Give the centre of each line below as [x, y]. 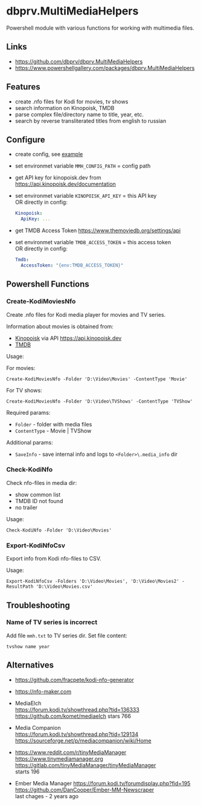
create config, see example [49, 154]
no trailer [26, 507]
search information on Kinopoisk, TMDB [65, 108]
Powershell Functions [48, 284]
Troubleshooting [38, 605]
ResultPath [20, 587]
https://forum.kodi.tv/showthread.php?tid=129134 [77, 734]
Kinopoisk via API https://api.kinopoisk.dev [68, 338]
